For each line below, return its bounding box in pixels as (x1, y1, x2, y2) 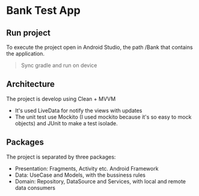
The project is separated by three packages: (6, 153, 116, 160)
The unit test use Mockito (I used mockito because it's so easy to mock (14, 113, 192, 121)
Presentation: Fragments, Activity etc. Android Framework (14, 165, 159, 172)
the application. (6, 50, 45, 57)
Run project (6, 28, 51, 38)
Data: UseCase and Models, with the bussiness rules (14, 171, 146, 179)
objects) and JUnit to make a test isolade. (14, 119, 118, 127)
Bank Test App (6, 4, 81, 17)
